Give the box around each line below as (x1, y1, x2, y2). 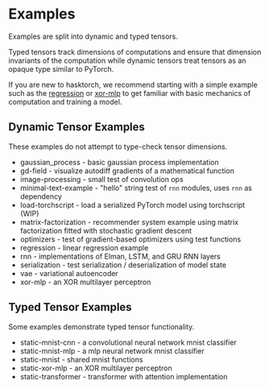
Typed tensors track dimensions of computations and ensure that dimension (8, 47, 262, 56)
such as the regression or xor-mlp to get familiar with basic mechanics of (8, 88, 251, 97)
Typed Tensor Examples (8, 300, 132, 314)
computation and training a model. (8, 97, 122, 106)
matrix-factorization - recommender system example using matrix (19, 217, 239, 226)
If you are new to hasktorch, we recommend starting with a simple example (8, 80, 258, 89)
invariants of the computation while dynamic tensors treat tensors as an (8, 56, 246, 65)
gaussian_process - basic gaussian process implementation (19, 157, 219, 167)
